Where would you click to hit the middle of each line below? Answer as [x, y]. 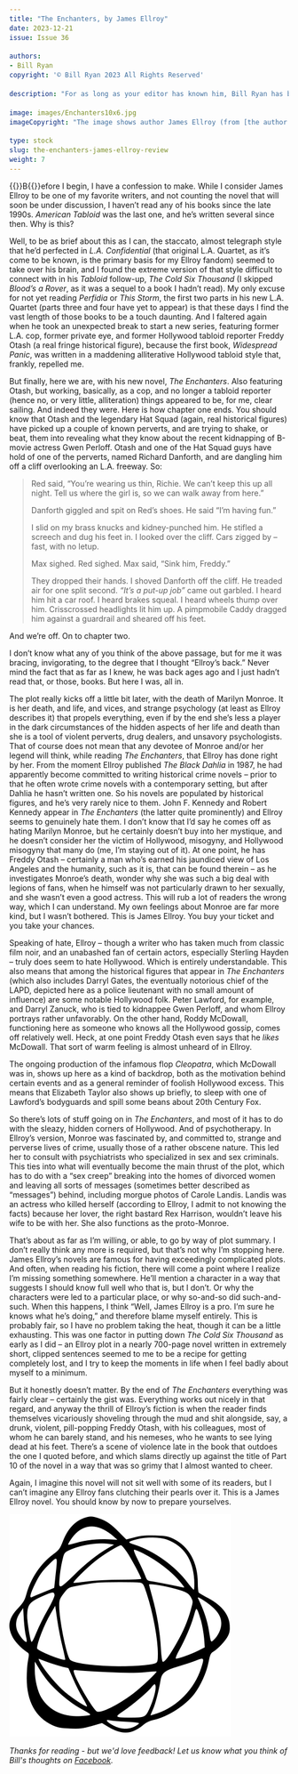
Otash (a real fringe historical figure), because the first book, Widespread [143, 345]
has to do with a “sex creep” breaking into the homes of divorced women [142, 1175]
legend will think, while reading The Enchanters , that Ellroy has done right [144, 755]
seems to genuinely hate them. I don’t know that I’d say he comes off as [140, 821]
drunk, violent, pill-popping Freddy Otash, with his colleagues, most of [137, 1427]
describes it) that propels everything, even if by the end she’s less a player [145, 717]
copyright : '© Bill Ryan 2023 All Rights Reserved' [106, 76]
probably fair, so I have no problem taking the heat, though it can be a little [145, 1325]
